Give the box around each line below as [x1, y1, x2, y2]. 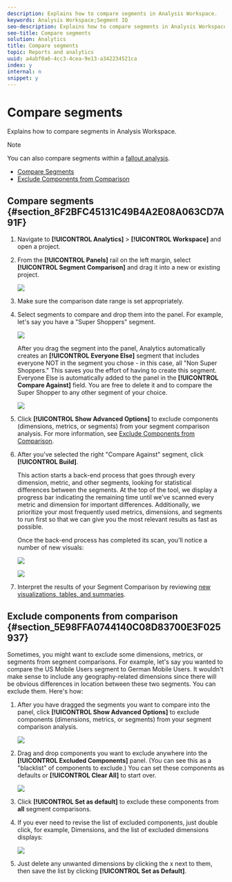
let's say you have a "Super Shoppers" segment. [17, 318, 156, 326]
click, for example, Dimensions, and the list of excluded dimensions [17, 825, 209, 834]
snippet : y [7, 74, 39, 82]
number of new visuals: [17, 543, 84, 552]
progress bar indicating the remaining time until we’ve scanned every [17, 493, 214, 502]
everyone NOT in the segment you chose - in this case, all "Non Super [17, 359, 217, 367]
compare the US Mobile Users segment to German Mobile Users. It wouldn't [7, 664, 224, 673]
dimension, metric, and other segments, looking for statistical [17, 479, 192, 487]
